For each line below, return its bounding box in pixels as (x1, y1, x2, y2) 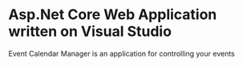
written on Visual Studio (8, 22, 172, 41)
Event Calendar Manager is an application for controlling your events (8, 49, 235, 58)
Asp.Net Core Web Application (8, 6, 217, 24)
